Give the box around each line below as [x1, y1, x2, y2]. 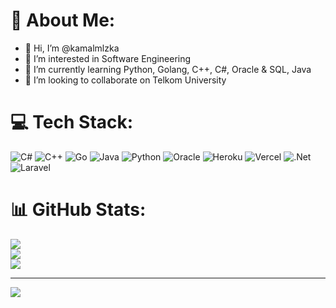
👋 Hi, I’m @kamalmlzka [24, 42, 120, 54]
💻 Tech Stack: [10, 111, 134, 134]
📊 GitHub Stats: [10, 199, 147, 221]
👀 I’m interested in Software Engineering [24, 52, 192, 64]
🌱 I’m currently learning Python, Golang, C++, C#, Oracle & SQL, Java [24, 63, 312, 75]
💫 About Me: [10, 9, 116, 32]
